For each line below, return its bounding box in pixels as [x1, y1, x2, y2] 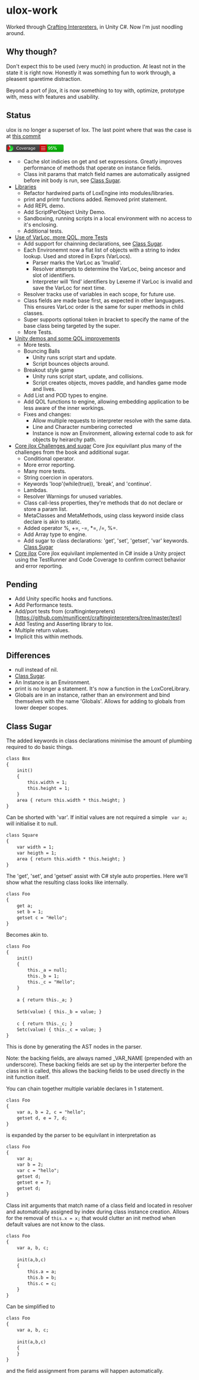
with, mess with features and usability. [6, 93, 99, 100]
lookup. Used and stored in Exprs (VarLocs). [23, 252, 132, 259]
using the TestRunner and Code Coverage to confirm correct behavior [14, 556, 186, 563]
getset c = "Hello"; [17, 915, 68, 921]
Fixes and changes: [23, 410, 72, 418]
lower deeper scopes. [14, 704, 68, 711]
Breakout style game [23, 366, 75, 374]
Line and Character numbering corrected [32, 423, 133, 430]
